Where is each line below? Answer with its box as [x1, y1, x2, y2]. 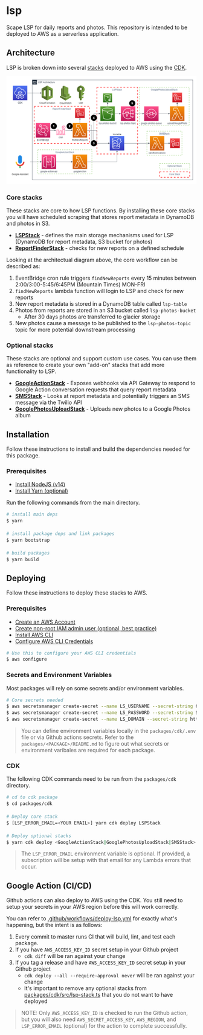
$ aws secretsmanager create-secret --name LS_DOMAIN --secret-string [6, 716, 188, 723]
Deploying [6, 573, 46, 583]
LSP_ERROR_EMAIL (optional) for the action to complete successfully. [21, 1022, 187, 1030]
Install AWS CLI [14, 631, 53, 638]
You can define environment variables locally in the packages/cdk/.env [21, 727, 196, 735]
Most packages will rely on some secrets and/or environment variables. [6, 684, 184, 692]
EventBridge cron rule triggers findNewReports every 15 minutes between [14, 274, 196, 282]
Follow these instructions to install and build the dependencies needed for [6, 445, 190, 453]
